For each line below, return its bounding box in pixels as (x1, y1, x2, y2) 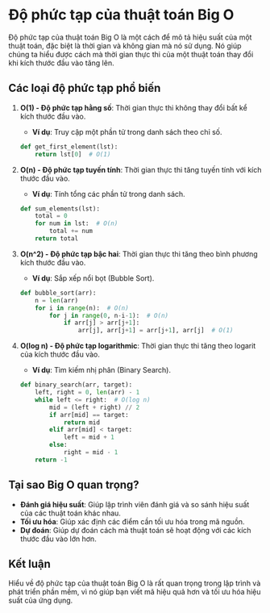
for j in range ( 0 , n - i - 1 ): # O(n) (49, 311, 169, 319)
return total (35, 235, 79, 243)
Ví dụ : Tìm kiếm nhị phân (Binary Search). (31, 365, 172, 375)
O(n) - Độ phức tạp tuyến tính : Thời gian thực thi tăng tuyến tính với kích (19, 165, 262, 174)
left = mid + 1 (63, 433, 114, 441)
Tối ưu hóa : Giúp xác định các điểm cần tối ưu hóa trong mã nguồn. (19, 516, 245, 526)
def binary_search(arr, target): (19, 381, 133, 389)
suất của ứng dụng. (8, 595, 73, 606)
